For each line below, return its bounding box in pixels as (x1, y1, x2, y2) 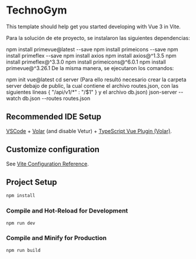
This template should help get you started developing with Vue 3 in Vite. (6, 23, 181, 30)
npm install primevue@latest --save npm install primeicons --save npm (6, 45, 178, 53)
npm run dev (6, 220, 35, 226)
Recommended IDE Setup (6, 112, 102, 122)
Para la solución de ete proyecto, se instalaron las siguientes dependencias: (6, 34, 190, 41)
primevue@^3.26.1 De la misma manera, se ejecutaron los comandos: (6, 64, 174, 71)
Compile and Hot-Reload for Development (6, 207, 128, 215)
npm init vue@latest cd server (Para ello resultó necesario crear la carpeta (6, 76, 187, 83)
